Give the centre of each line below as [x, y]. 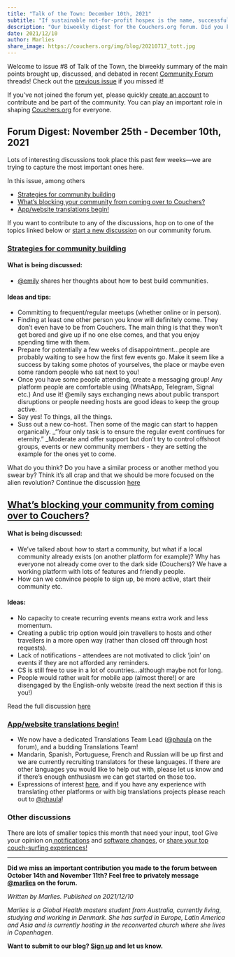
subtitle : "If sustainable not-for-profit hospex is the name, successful [119, 20]
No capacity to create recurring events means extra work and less [113, 617]
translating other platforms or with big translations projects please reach [121, 792]
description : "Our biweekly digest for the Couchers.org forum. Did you [115, 27]
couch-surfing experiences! [47, 848]
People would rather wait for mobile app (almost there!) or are [106, 677]
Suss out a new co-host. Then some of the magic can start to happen [117, 424]
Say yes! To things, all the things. [65, 417]
